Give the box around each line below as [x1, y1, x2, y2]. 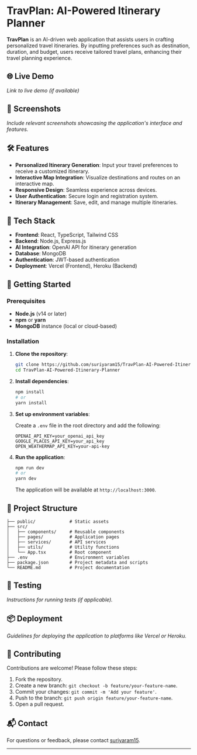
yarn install [15, 400, 47, 406]
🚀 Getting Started [6, 279, 71, 289]
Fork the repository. [15, 676, 63, 683]
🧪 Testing [6, 580, 42, 591]
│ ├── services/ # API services [6, 539, 107, 545]
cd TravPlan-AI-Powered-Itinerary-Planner [15, 367, 120, 373]
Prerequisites [6, 297, 46, 305]
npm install [15, 389, 44, 395]
